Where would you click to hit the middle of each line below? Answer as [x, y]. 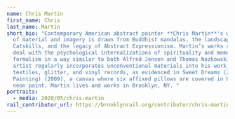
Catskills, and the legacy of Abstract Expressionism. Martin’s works [118, 46]
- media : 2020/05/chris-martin [59, 99]
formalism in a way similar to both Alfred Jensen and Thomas [106, 59]
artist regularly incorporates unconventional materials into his [112, 66]
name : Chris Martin [35, 14]
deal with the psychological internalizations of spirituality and [114, 53]
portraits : [22, 92]
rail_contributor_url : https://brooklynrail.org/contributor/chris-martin [118, 105]
